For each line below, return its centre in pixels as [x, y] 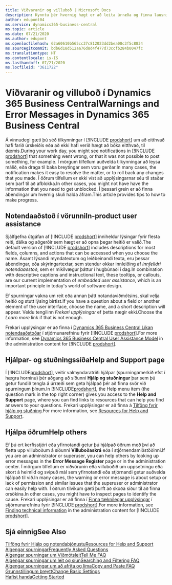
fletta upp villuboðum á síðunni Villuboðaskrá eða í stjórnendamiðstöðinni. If [85, 450]
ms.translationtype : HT [31, 53]
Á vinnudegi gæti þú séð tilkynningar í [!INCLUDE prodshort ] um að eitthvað [85, 140]
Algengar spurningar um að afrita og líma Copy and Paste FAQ [70, 566]
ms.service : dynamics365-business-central [51, 24]
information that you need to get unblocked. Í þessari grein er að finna [79, 189]
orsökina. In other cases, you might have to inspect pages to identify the [81, 493]
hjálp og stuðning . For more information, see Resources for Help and [77, 410]
